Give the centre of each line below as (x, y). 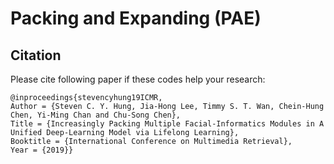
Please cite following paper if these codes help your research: (138, 79)
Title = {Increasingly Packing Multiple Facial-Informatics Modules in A (167, 124)
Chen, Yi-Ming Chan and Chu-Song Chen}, (96, 115)
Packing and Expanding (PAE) (136, 18)
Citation (36, 55)
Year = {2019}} (42, 150)
